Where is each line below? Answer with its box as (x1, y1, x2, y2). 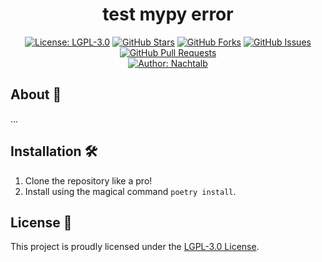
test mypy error (102, 3, 234, 26)
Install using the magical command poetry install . (24, 185, 237, 197)
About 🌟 (10, 86, 62, 103)
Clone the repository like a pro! (24, 174, 153, 187)
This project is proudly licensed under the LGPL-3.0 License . (10, 241, 260, 253)
